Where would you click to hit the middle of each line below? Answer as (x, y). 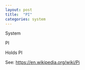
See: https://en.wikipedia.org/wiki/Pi (42, 62)
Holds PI (14, 52)
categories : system (25, 19)
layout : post (19, 10)
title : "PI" (19, 14)
